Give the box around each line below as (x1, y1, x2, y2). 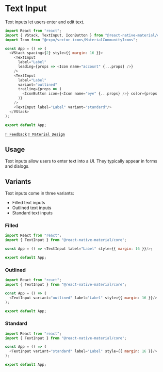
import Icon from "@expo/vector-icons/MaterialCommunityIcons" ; (5, 37, 138, 42)
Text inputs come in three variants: (5, 190, 74, 196)
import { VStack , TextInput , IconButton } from (5, 32, 103, 38)
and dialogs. (5, 163, 30, 169)
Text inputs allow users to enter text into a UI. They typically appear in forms (5, 158, 158, 164)
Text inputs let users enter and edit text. (5, 19, 85, 25)
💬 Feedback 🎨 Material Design (5, 132, 65, 137)
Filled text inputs (12, 200, 45, 206)
